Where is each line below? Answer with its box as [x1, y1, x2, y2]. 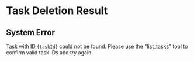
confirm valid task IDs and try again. [6, 49, 93, 56]
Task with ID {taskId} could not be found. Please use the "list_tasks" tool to [6, 43, 188, 50]
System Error [6, 27, 56, 37]
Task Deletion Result [6, 4, 108, 18]
